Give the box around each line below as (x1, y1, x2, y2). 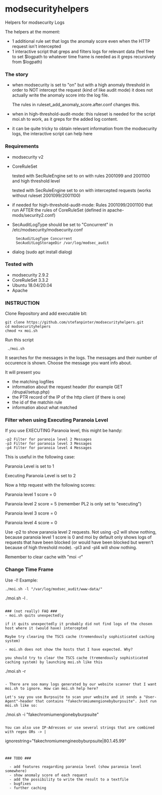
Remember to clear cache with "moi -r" (5, 554, 83, 560)
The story (5, 71, 29, 78)
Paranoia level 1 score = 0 (5, 491, 57, 498)
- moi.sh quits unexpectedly (5, 613, 64, 618)
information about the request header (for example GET (12, 384, 123, 390)
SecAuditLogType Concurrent (15, 236, 73, 241)
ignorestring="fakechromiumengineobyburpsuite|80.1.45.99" (5, 738, 127, 744)
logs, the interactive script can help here (12, 131, 93, 137)
